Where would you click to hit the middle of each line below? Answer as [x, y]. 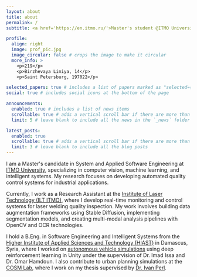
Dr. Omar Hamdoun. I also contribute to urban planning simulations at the [94, 261]
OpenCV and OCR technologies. [45, 225]
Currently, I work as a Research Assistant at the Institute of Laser [84, 194]
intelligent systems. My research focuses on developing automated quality [96, 176]
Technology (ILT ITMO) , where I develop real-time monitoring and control [94, 200]
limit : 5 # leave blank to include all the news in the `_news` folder [101, 120]
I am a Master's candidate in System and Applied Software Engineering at [95, 163]
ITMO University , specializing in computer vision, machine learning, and [93, 170]
